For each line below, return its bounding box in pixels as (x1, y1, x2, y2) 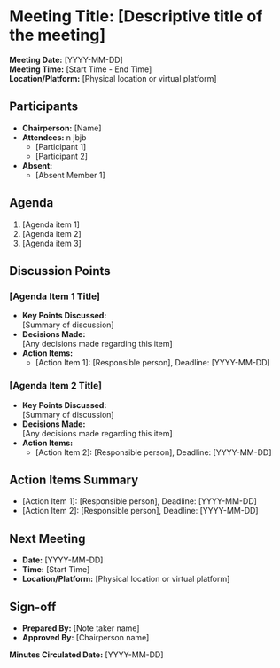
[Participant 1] (35, 141, 87, 152)
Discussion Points (9, 263, 111, 279)
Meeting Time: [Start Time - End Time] (9, 64, 152, 75)
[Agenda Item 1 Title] (9, 290, 100, 303)
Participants (9, 99, 78, 114)
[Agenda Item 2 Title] (9, 380, 102, 392)
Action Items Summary (9, 472, 139, 487)
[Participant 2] (35, 151, 89, 161)
